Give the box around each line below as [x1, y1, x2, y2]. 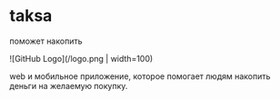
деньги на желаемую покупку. [9, 80, 128, 91]
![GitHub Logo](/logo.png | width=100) [9, 53, 154, 64]
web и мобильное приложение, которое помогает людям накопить [9, 70, 271, 82]
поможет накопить [9, 35, 83, 46]
